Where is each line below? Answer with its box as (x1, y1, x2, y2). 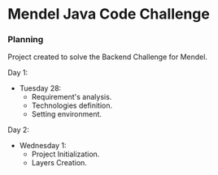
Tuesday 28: (19, 83, 62, 93)
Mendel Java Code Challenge (7, 5, 211, 23)
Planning (7, 34, 44, 45)
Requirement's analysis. (31, 92, 112, 102)
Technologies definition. (31, 100, 113, 110)
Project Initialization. (31, 149, 100, 159)
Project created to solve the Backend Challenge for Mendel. (7, 52, 208, 62)
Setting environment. (31, 109, 102, 119)
